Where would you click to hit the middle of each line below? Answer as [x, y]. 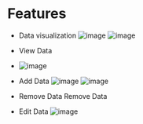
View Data [35, 50]
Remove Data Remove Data [63, 96]
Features [37, 14]
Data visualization [48, 35]
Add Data [34, 81]
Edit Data [33, 111]
